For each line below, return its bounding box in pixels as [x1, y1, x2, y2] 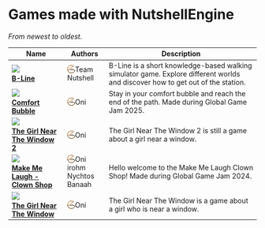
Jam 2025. [109, 105, 144, 115]
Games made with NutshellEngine [8, 6, 234, 24]
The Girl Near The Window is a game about [109, 196, 248, 206]
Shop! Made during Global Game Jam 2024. [109, 171, 252, 181]
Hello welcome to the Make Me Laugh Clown [109, 163, 254, 173]
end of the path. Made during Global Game [109, 97, 247, 107]
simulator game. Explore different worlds [109, 69, 241, 78]
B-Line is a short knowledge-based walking [109, 61, 252, 70]
